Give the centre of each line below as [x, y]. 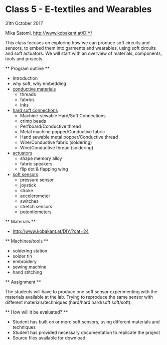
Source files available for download [49, 337]
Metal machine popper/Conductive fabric [62, 131]
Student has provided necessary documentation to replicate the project [86, 332]
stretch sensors [36, 206]
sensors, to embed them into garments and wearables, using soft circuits [81, 48]
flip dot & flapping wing [44, 169]
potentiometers [36, 212]
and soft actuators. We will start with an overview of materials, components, [83, 53]
